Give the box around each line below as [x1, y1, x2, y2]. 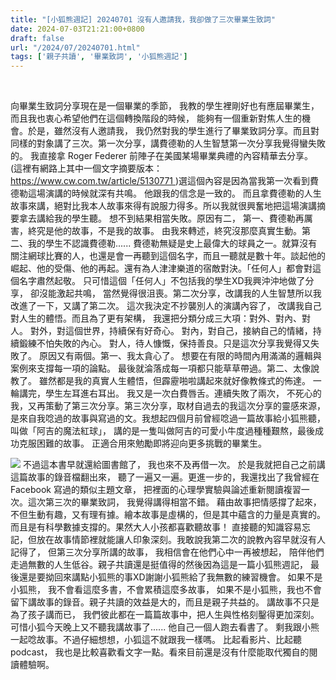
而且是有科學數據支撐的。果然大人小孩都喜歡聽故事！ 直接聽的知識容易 [10, 521, 302, 533]
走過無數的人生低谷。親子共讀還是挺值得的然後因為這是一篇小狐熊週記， [10, 559, 308, 571]
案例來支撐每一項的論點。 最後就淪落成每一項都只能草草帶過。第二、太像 [10, 362, 311, 375]
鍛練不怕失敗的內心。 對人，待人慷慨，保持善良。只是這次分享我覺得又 [18, 337, 311, 350]
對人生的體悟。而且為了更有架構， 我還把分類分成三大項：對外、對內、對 [10, 312, 311, 325]
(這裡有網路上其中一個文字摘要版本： [10, 162, 163, 175]
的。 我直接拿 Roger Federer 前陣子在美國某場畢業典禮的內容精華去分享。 [10, 150, 314, 162]
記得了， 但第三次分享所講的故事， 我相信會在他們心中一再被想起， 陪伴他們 [10, 546, 325, 558]
